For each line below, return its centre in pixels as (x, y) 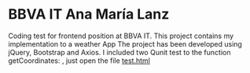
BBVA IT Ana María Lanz (89, 14)
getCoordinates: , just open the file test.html (79, 61)
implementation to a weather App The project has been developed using (125, 43)
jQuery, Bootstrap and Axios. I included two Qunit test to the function (119, 52)
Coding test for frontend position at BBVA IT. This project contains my (121, 36)
